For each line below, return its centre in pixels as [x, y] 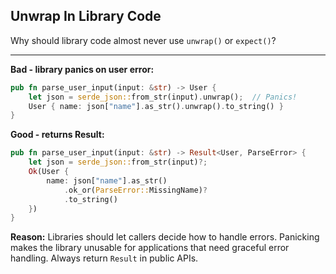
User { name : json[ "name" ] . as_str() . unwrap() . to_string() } [156, 106]
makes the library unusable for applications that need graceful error [150, 248]
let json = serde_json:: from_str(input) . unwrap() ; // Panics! [163, 97]
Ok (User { [49, 172]
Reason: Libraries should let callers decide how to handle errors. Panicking [165, 237]
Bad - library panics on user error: [82, 69]
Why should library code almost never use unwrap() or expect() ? [143, 40]
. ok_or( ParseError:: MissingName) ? [135, 190]
